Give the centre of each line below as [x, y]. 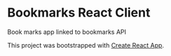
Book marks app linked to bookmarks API [67, 32]
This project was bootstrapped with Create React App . [86, 45]
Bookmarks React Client [79, 13]
